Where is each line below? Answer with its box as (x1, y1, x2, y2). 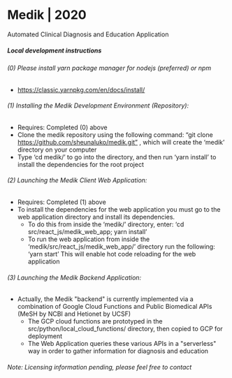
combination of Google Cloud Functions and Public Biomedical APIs (17, 303, 212, 311)
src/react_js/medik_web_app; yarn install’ (27, 227, 147, 235)
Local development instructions (7, 46, 102, 54)
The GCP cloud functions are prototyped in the (27, 317, 163, 326)
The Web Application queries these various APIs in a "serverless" (27, 340, 217, 348)
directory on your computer (17, 145, 97, 154)
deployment (27, 332, 63, 340)
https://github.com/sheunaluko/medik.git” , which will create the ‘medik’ (17, 138, 225, 146)
